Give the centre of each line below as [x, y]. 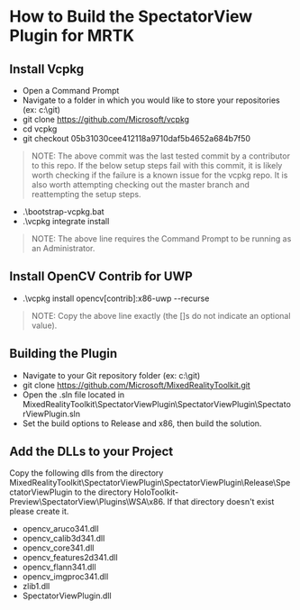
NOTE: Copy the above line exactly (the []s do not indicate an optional [161, 315]
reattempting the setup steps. [86, 194]
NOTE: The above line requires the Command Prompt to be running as [161, 239]
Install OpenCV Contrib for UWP [101, 277]
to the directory [103, 492]
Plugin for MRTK [72, 36]
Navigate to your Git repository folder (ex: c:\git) [111, 375]
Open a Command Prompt [71, 91]
